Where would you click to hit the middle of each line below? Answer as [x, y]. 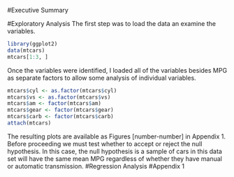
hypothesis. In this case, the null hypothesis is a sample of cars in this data [115, 151]
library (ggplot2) [32, 44]
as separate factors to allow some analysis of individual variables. [102, 78]
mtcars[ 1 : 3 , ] [28, 57]
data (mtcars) [26, 50]
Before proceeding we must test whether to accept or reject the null [105, 143]
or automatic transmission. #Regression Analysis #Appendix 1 [96, 166]
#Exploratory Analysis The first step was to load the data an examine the [112, 23]
